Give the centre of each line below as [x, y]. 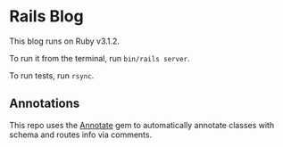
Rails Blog [46, 16]
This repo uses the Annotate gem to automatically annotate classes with [142, 125]
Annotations [45, 104]
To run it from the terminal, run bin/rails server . [100, 58]
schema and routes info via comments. [81, 135]
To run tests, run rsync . [52, 75]
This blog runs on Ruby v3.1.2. [65, 41]
